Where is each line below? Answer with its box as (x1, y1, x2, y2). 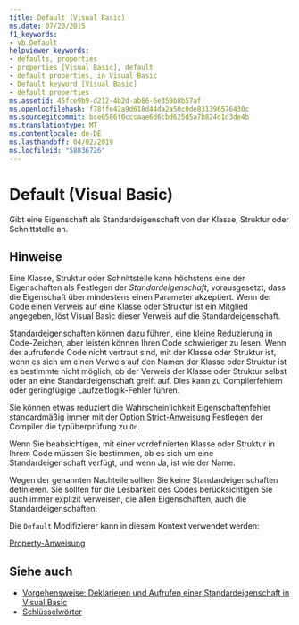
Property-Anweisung (9, 537, 86, 549)
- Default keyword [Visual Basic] (9, 79, 138, 88)
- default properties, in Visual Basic (9, 71, 158, 80)
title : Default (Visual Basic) (9, 12, 126, 22)
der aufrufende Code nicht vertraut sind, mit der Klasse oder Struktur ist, (9, 347, 277, 358)
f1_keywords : (9, 29, 58, 38)
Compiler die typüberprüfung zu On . (9, 421, 141, 432)
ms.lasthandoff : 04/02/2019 (9, 137, 114, 146)
